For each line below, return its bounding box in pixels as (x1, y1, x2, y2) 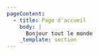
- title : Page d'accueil (13, 17, 87, 24)
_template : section (19, 36, 77, 43)
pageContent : (6, 10, 45, 18)
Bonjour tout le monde (25, 29, 93, 37)
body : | (19, 23, 42, 30)
